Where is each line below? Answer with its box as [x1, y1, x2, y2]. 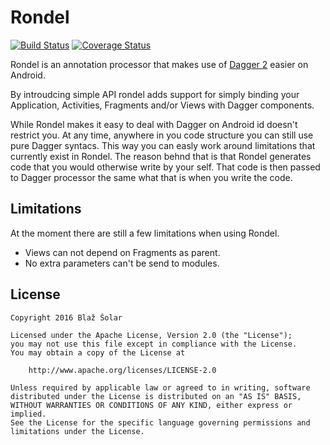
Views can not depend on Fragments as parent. [24, 246, 221, 258]
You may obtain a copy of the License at [10, 347, 186, 358]
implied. [10, 409, 47, 419]
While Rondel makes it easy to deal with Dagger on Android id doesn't [10, 118, 298, 130]
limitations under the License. [10, 426, 145, 436]
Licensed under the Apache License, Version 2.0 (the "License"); [10, 330, 293, 340]
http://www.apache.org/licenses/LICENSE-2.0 [28, 365, 217, 375]
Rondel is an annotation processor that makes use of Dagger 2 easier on [10, 58, 309, 70]
